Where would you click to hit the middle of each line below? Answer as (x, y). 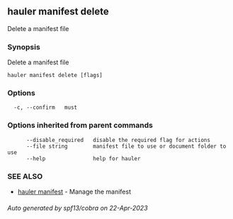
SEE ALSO (25, 176)
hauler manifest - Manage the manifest (74, 191)
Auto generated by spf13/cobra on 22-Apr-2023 (78, 208)
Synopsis (24, 47)
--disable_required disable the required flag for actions (118, 140)
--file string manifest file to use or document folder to (126, 146)
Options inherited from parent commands (80, 125)
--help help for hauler (83, 158)
